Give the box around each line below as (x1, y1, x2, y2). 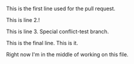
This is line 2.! (6, 17, 40, 23)
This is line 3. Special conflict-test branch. (6, 28, 109, 35)
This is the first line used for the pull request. (6, 5, 116, 12)
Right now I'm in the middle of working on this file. (6, 51, 129, 58)
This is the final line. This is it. (6, 40, 78, 46)
